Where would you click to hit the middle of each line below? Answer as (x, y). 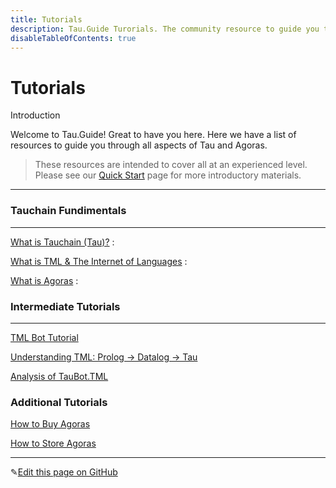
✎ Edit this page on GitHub (64, 472)
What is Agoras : (44, 280)
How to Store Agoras (53, 443)
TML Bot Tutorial (44, 337)
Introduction (35, 115)
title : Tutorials (46, 19)
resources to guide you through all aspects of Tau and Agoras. (139, 145)
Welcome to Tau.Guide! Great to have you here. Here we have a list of (153, 135)
